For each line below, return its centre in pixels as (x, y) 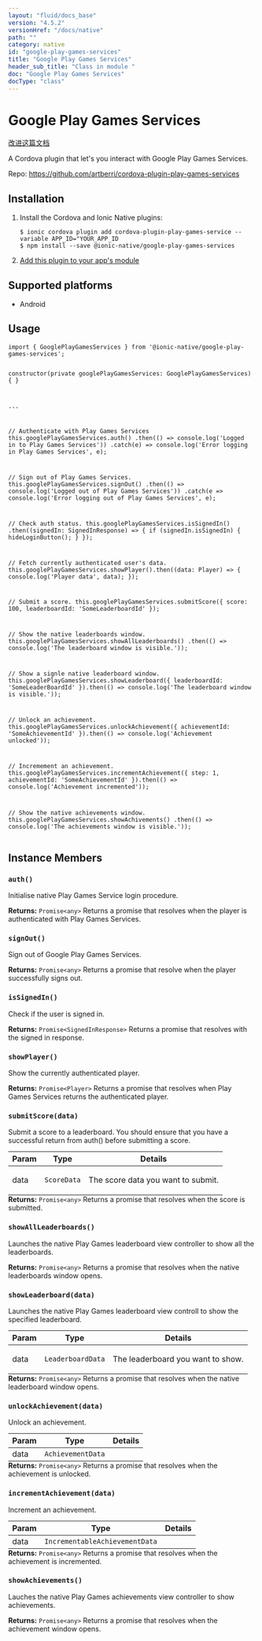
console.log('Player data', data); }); (74, 577)
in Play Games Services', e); (58, 452)
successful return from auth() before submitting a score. (100, 1140)
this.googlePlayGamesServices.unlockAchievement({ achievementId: (119, 726)
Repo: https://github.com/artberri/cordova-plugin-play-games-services (124, 174)
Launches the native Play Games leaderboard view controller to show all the (131, 1244)
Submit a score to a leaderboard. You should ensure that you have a (118, 1132)
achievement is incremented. (55, 1561)
